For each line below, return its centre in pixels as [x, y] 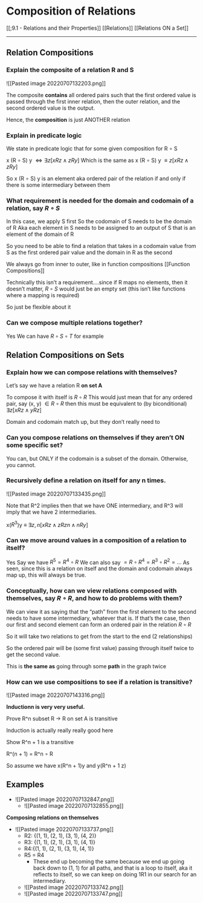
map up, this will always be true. [46, 575]
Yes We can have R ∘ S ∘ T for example [55, 336]
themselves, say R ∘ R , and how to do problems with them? [94, 599]
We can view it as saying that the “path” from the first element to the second [101, 611]
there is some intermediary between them [58, 185]
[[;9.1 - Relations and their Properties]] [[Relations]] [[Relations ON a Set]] [98, 28]
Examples [25, 784]
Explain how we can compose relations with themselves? [92, 372]
